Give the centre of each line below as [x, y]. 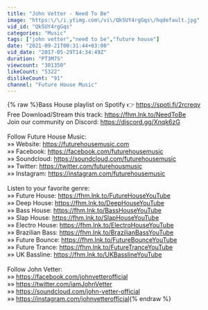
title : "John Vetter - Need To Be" [59, 14]
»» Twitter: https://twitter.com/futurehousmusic [75, 166]
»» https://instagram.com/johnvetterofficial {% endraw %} [89, 299]
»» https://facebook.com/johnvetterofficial [68, 277]
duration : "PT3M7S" [35, 59]
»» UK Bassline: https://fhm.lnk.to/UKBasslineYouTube [85, 255]
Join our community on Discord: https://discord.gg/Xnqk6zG [94, 122]
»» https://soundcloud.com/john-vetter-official [74, 291]
